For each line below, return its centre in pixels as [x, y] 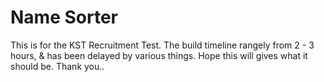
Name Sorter [64, 17]
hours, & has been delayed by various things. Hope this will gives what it [159, 55]
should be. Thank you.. [57, 66]
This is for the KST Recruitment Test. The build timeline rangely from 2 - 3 [162, 45]
